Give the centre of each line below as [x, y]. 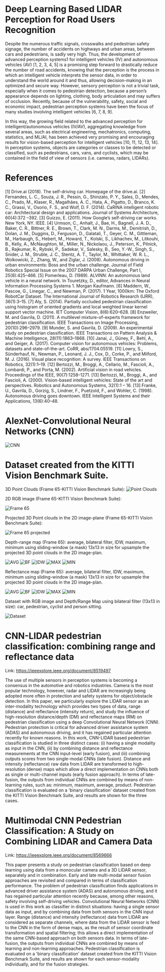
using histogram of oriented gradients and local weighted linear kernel [76, 307]
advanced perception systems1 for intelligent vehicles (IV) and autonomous [82, 59]
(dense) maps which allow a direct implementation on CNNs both [92, 769]
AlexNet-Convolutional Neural [68, 421]
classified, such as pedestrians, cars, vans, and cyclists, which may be [77, 153]
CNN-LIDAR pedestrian [53, 636]
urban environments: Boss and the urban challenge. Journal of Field [74, 265]
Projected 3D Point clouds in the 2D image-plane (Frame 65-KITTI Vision [79, 518]
